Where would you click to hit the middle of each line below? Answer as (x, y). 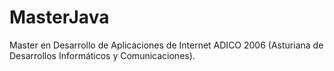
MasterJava (59, 17)
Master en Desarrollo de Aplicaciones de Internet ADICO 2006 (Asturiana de (166, 45)
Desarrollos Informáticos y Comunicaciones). (102, 55)
